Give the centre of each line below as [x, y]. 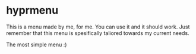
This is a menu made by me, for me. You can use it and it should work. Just [98, 27]
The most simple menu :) [37, 45]
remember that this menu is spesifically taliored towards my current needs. [98, 33]
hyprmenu [32, 10]
